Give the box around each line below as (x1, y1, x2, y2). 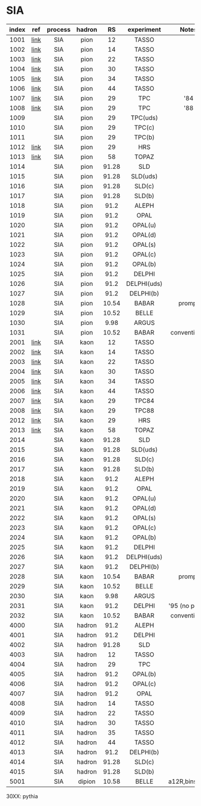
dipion (78, 777, 96, 786)
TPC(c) (134, 123, 155, 132)
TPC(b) (133, 133, 155, 141)
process (47, 25, 71, 34)
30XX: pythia (6, 792, 38, 799)
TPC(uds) (130, 114, 159, 122)
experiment (127, 25, 162, 34)
